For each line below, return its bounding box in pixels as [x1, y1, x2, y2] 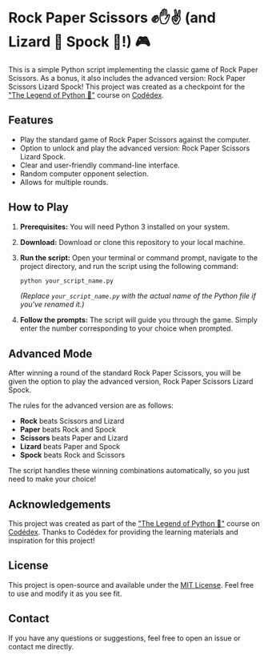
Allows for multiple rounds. [19, 177, 109, 187]
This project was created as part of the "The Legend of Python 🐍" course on [8, 519, 260, 528]
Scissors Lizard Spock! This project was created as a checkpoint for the [8, 82, 246, 91]
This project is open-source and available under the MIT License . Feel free [8, 580, 254, 589]
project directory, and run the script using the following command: [19, 261, 238, 271]
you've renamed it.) [19, 299, 85, 309]
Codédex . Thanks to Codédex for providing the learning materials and [8, 528, 238, 537]
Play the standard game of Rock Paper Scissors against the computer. [19, 135, 251, 144]
